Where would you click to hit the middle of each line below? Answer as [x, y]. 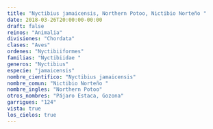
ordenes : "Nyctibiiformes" [46, 52]
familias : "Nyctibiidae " [44, 58]
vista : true [24, 109]
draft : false [26, 26]
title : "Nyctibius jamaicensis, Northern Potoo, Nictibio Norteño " [107, 13]
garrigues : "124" [32, 102]
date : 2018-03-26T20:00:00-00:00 [55, 20]
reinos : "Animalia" [35, 32]
